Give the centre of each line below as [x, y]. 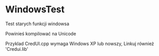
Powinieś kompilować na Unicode [41, 33]
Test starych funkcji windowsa [37, 24]
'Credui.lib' [17, 49]
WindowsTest [35, 10]
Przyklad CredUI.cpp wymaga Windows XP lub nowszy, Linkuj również [80, 43]
